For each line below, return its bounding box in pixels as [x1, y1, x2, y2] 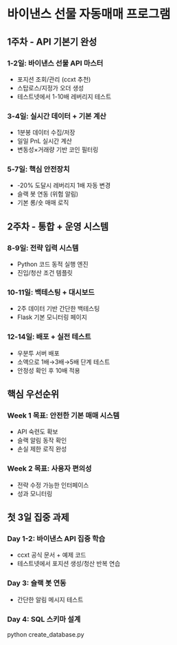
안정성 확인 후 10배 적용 [16, 366, 80, 374]
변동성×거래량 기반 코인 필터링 [16, 145, 99, 154]
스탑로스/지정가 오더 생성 [16, 83, 84, 92]
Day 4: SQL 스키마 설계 [7, 614, 81, 624]
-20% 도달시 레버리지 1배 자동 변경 [16, 181, 111, 190]
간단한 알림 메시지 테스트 [16, 595, 84, 604]
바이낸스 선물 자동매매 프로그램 [7, 6, 171, 22]
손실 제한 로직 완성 [16, 445, 67, 453]
